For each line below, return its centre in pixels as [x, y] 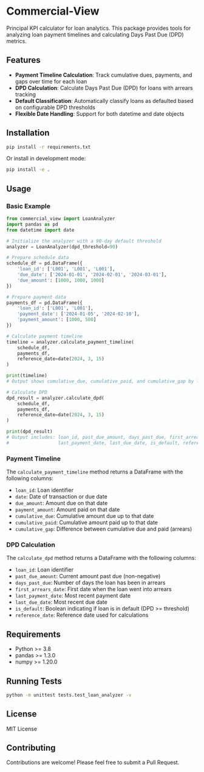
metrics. [17, 41]
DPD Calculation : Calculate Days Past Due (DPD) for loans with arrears [104, 88]
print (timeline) [27, 376]
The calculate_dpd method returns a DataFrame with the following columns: [101, 558]
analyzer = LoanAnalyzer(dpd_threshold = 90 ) [62, 247]
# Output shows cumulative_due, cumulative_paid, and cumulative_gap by [100, 381]
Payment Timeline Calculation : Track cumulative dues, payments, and [104, 75]
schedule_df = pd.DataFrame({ [45, 263]
